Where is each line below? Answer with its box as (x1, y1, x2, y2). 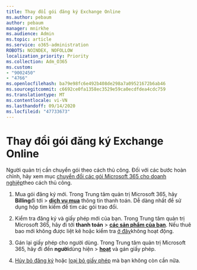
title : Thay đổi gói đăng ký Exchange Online (6, 8, 120, 15)
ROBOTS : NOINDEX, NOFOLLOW (6, 48, 73, 54)
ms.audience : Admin (6, 31, 55, 37)
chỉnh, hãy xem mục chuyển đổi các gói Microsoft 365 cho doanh (6, 173, 167, 180)
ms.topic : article (6, 36, 52, 42)
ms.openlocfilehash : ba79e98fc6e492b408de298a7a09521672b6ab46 (6, 81, 166, 87)
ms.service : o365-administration (6, 42, 89, 48)
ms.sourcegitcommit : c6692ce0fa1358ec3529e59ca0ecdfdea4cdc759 (6, 86, 166, 92)
